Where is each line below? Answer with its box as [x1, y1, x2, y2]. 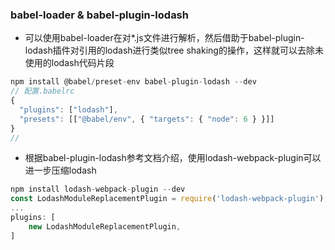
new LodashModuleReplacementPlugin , [28, 221, 182, 232]
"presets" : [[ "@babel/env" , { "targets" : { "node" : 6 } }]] [19, 114, 275, 124]
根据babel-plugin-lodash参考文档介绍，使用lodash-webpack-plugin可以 [24, 152, 322, 164]
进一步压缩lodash [24, 164, 97, 177]
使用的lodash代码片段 [24, 57, 115, 69]
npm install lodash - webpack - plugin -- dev [10, 184, 186, 195]
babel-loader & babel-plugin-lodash [10, 8, 189, 22]
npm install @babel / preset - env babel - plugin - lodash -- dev [10, 77, 257, 87]
